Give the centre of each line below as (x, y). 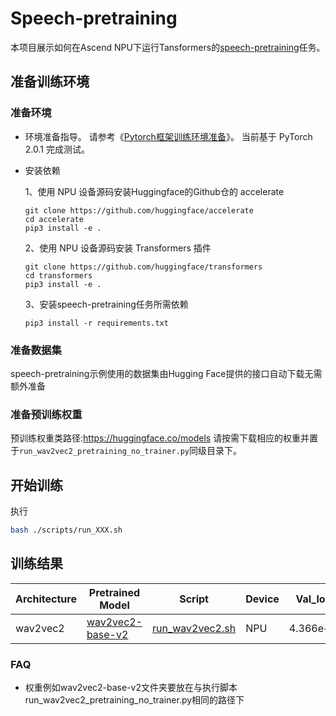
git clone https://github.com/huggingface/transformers (143, 267)
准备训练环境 (50, 82)
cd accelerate (54, 219)
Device (262, 599)
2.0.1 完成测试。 (57, 149)
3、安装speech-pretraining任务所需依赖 (106, 304)
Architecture (46, 599)
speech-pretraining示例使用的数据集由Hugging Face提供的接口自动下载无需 (166, 373)
